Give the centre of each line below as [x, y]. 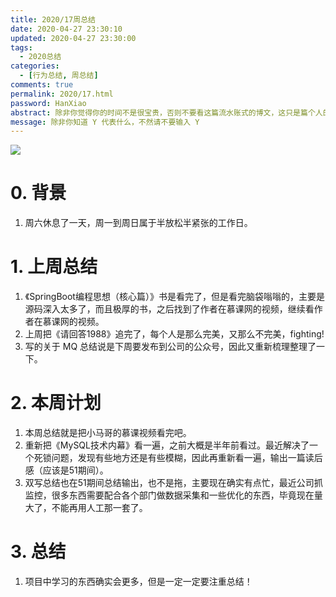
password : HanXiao [48, 103]
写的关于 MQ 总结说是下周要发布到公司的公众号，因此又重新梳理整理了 [170, 347]
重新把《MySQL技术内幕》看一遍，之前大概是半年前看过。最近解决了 [167, 445]
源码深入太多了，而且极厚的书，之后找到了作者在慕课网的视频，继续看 [169, 309]
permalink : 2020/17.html [62, 94]
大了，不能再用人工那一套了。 [86, 508]
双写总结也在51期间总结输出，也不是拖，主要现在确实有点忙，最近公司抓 [173, 483]
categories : [35, 66]
